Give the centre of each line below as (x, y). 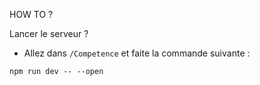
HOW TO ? (31, 14)
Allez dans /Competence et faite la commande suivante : (137, 53)
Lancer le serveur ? (49, 33)
